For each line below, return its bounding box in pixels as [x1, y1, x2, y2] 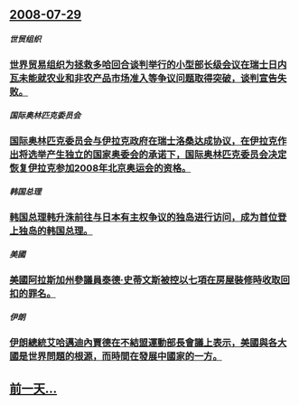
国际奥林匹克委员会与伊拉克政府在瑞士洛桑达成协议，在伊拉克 [9, 135, 278, 147]
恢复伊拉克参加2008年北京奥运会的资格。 [9, 162, 192, 174]
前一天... [9, 381, 58, 396]
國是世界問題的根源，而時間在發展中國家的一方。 [9, 350, 223, 363]
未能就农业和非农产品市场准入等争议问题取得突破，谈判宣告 [18, 72, 278, 85]
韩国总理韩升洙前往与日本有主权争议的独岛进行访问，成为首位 [9, 212, 278, 224]
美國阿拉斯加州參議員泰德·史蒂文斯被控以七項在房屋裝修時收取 [9, 274, 281, 287]
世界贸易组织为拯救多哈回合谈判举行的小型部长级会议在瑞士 [9, 59, 269, 71]
